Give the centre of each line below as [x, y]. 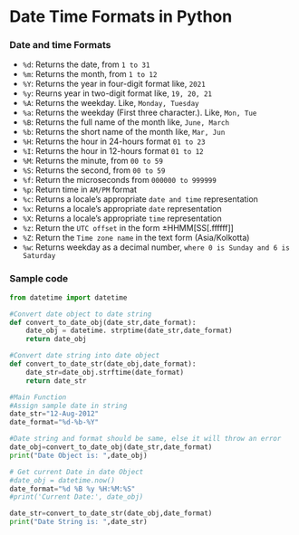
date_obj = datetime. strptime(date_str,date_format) [129, 331]
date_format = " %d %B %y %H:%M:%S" [72, 489]
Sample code [39, 279]
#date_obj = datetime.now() [63, 480]
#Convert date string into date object [85, 356]
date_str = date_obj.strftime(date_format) [105, 372]
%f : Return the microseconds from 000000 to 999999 [120, 180]
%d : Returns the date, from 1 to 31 [86, 64]
